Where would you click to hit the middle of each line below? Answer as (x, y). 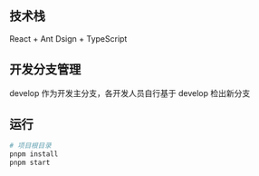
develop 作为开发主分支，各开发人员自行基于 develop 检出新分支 (130, 93)
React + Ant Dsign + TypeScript (68, 38)
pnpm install (34, 154)
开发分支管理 (45, 69)
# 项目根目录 (30, 146)
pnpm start (30, 163)
